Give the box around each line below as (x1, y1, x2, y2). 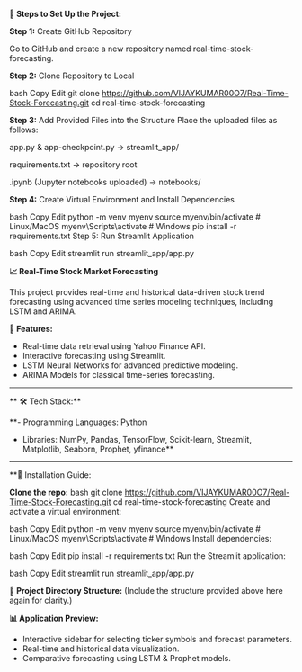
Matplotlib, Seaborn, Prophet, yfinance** (22, 444, 174, 454)
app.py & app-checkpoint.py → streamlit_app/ (9, 142, 180, 152)
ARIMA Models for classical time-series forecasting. (22, 370, 216, 380)
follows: (9, 124, 39, 135)
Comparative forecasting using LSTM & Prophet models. (22, 653, 231, 663)
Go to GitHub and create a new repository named (9, 43, 191, 54)
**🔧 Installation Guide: (9, 470, 92, 480)
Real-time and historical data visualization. (22, 643, 180, 654)
